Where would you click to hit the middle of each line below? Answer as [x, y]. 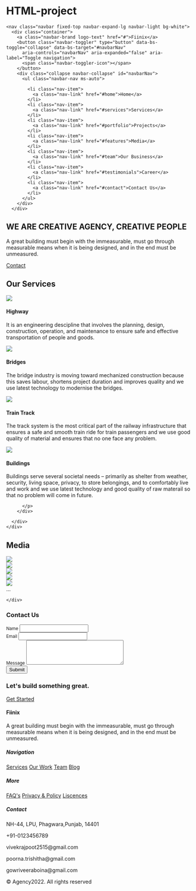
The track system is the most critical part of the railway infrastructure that [97, 426]
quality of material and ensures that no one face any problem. [82, 438]
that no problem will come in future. [50, 495]
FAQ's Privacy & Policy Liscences [47, 795]
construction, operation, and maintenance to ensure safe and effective [92, 331]
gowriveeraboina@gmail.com [42, 870]
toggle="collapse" [29, 48]
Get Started [20, 699]
